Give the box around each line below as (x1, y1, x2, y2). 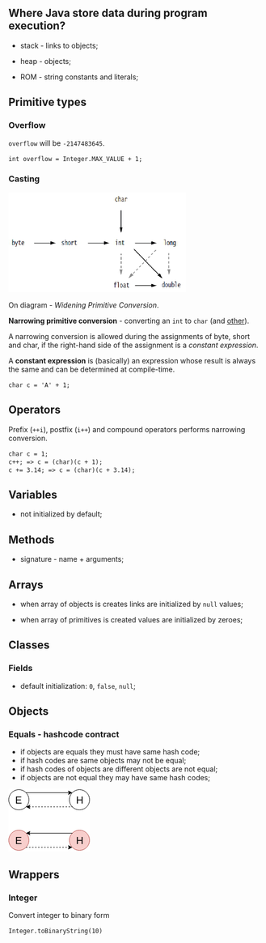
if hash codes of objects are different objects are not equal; (19, 764, 218, 774)
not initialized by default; (19, 509, 103, 519)
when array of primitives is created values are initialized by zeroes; (19, 615, 243, 625)
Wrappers (8, 868, 60, 881)
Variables (8, 488, 58, 501)
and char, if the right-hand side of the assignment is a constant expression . (8, 340, 259, 350)
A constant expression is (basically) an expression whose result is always (8, 355, 256, 365)
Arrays (8, 578, 44, 592)
